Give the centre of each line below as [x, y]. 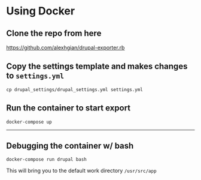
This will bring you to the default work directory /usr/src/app [81, 171]
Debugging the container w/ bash [70, 146]
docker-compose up [29, 122]
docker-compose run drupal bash [46, 160]
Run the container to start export [68, 108]
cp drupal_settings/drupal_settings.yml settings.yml [75, 89]
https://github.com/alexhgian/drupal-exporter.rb [66, 47]
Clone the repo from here [54, 33]
